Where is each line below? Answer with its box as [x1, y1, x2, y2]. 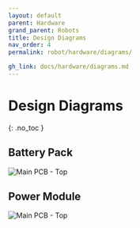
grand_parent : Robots [8, 26, 80, 34]
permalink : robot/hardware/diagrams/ [8, 48, 133, 56]
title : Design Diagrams [8, 33, 87, 42]
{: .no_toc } [8, 123, 44, 132]
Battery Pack [8, 146, 74, 159]
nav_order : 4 [8, 41, 51, 49]
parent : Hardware [8, 19, 66, 27]
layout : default [8, 11, 62, 20]
